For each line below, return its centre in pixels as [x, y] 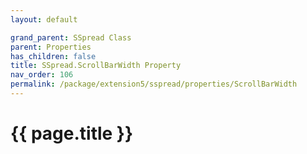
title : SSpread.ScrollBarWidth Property [96, 66]
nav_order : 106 [42, 75]
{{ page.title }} [72, 133]
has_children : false [53, 56]
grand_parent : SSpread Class [71, 37]
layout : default [44, 19]
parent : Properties [51, 47]
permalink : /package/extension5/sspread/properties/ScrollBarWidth [154, 84]
